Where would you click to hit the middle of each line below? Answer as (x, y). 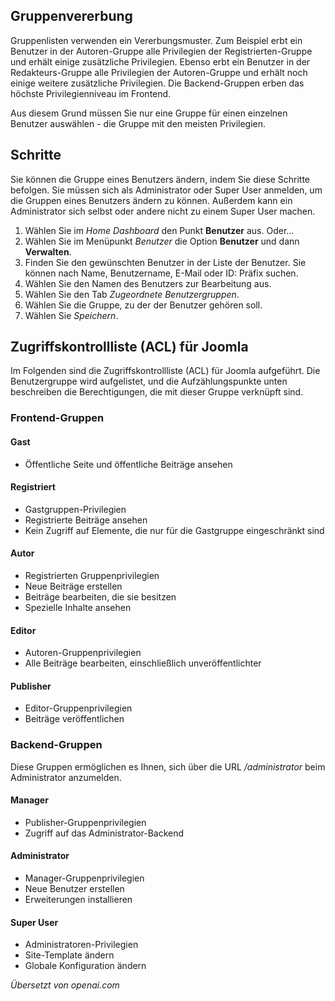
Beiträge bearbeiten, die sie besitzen (100, 596)
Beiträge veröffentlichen (74, 719)
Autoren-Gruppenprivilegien (83, 653)
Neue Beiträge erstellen (73, 586)
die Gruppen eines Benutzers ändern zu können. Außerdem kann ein (151, 200)
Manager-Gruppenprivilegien (84, 878)
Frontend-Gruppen (57, 418)
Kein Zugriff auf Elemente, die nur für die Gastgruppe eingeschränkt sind (174, 530)
